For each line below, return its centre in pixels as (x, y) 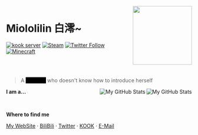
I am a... (16, 92)
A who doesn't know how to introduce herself (87, 80)
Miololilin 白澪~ (44, 28)
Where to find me (28, 114)
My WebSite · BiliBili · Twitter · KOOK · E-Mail (60, 126)
